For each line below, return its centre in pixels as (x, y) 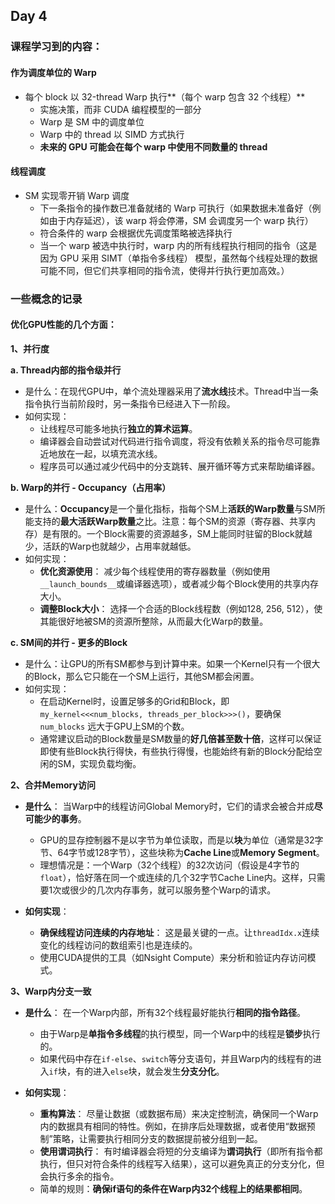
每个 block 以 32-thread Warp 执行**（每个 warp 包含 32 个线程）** (165, 96)
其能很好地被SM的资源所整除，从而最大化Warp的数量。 (154, 621)
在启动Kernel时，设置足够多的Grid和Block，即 (134, 701)
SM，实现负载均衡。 (99, 763)
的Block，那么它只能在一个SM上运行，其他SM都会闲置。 (142, 676)
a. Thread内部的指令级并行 (66, 370)
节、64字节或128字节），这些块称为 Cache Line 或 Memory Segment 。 (182, 852)
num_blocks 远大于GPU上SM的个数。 (114, 726)
